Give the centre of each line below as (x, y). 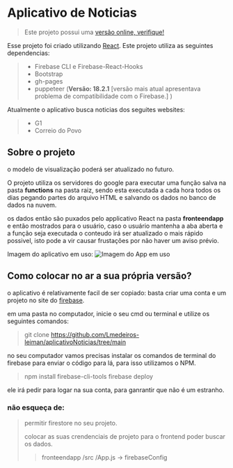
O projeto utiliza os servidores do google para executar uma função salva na (117, 182)
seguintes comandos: (38, 321)
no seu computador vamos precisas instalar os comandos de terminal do (112, 355)
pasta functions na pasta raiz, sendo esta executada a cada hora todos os (114, 190)
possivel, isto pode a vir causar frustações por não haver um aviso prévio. (113, 240)
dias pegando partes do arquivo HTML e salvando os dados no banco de (112, 197)
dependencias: (29, 53)
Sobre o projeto (41, 152)
